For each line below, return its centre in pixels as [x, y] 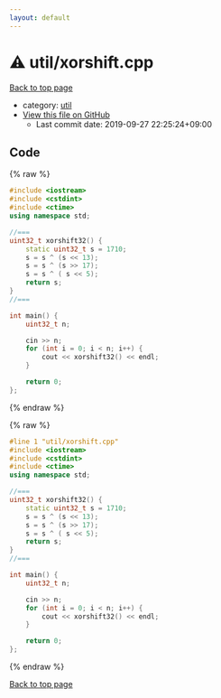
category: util [47, 105]
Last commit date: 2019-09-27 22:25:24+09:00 [124, 124]
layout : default [40, 18]
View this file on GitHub [66, 115]
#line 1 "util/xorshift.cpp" [64, 442]
